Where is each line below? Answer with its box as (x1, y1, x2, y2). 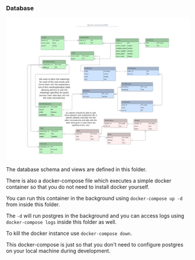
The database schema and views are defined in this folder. (6, 165, 147, 173)
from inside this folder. (6, 200, 60, 208)
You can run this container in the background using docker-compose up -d (6, 195, 183, 202)
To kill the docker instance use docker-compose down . (6, 230, 133, 237)
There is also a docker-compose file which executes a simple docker (6, 177, 172, 184)
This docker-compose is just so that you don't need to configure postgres (6, 241, 184, 248)
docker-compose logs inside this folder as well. (6, 218, 117, 226)
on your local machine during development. (6, 247, 111, 254)
